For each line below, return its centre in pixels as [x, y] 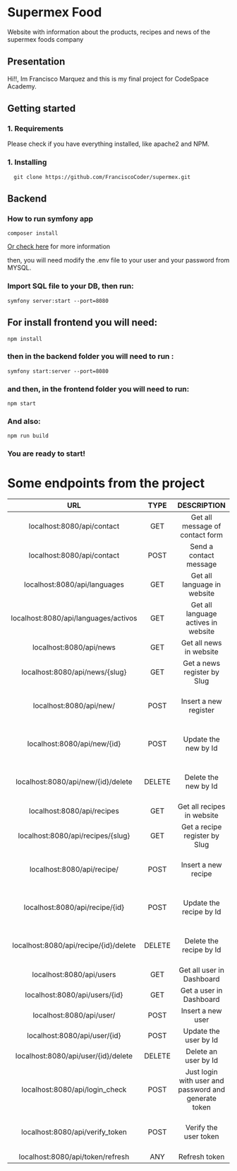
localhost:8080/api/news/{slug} [74, 672]
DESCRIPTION [201, 505]
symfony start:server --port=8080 [58, 371]
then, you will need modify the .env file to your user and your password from [119, 260]
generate [201, 1099]
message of [202, 526]
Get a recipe [201, 827]
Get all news [201, 643]
